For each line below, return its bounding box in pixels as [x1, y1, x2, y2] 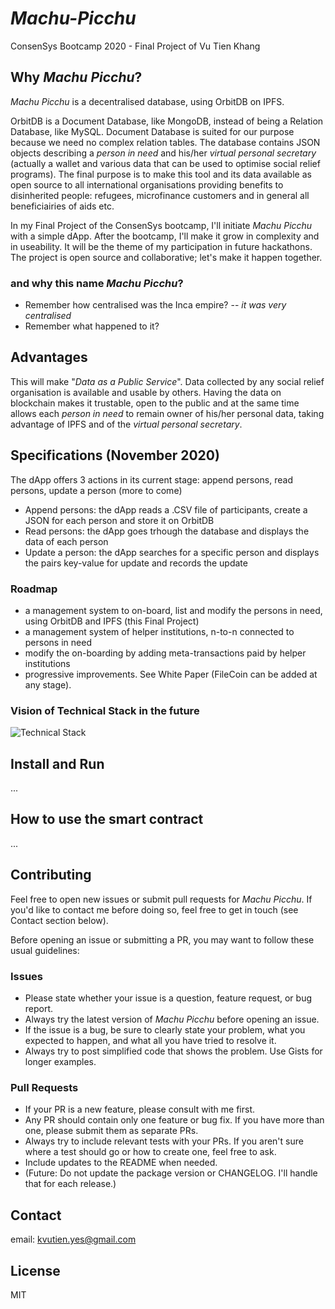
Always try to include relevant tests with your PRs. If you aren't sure [24, 1135, 304, 1147]
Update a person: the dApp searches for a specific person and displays [24, 546, 320, 558]
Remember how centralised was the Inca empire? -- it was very [24, 299, 287, 311]
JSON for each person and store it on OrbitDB [24, 514, 215, 526]
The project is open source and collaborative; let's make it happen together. [10, 251, 323, 263]
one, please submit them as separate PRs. [24, 1125, 199, 1137]
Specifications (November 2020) [10, 447, 220, 464]
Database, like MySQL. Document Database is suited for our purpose [10, 125, 295, 137]
